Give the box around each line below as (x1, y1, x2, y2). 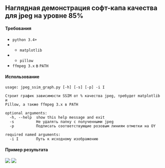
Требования (5, 25, 32, 31)
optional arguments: (5, 110, 48, 115)
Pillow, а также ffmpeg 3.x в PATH (5, 102, 79, 107)
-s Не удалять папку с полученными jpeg (9, 119, 114, 124)
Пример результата (5, 147, 48, 153)
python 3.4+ (12, 37, 37, 42)
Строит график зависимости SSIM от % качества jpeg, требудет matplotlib (5, 93, 161, 98)
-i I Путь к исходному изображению (9, 136, 98, 141)
